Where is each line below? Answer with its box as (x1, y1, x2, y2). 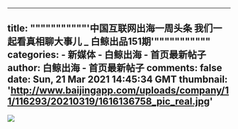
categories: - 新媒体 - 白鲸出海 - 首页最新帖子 (7, 49, 207, 61)
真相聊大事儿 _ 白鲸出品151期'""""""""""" (25, 36, 211, 48)
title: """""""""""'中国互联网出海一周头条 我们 (7, 23, 213, 35)
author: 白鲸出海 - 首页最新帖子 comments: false (7, 62, 222, 74)
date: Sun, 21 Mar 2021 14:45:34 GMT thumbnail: (7, 73, 228, 85)
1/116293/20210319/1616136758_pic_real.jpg (7, 96, 210, 108)
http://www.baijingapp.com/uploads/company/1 (10, 85, 229, 97)
